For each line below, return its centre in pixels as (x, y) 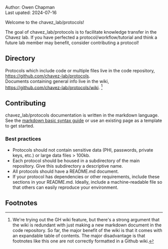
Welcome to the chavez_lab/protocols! (45, 22)
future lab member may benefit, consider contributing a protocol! (72, 43)
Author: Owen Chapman (30, 7)
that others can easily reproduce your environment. (65, 187)
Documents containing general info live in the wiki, (57, 81)
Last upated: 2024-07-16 (31, 13)
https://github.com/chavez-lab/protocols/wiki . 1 (54, 87)
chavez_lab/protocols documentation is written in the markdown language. (82, 115)
